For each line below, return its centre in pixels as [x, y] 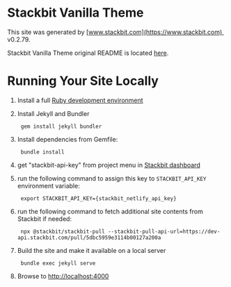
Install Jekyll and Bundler [53, 113]
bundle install [42, 152]
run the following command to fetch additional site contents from [110, 211]
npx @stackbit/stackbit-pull [63, 231]
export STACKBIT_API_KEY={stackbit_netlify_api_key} [98, 198]
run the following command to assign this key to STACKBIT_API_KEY [112, 178]
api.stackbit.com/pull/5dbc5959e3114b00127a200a [89, 238]
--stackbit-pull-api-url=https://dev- [164, 231]
